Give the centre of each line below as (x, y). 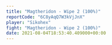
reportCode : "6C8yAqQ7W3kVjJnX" (45, 17)
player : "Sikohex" (28, 22)
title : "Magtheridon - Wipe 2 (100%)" (53, 11)
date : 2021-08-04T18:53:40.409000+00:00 (56, 33)
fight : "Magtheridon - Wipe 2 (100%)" (53, 28)
